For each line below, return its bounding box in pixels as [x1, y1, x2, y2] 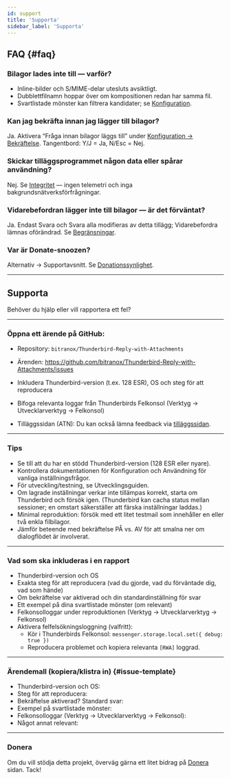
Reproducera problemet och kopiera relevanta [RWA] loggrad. [27, 643, 201, 651]
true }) [27, 637, 49, 644]
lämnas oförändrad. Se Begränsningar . [7, 228, 116, 236]
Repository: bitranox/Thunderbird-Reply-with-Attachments [16, 344, 184, 353]
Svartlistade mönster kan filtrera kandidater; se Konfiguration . [16, 99, 192, 107]
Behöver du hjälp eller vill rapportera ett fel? [7, 305, 131, 314]
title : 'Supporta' [7, 17, 60, 23]
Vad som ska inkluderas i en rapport [7, 556, 130, 565]
